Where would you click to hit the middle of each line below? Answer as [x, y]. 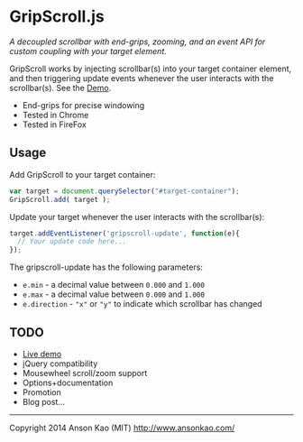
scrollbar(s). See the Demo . [60, 87]
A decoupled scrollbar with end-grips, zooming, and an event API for [138, 41]
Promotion [41, 392]
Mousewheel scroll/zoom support [85, 373]
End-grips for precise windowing [83, 105]
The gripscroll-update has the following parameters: [106, 267]
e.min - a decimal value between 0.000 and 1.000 [114, 285]
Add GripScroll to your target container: [83, 174]
